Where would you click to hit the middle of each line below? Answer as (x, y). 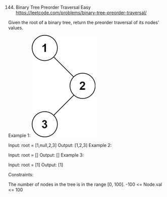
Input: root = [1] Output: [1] (36, 165)
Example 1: (19, 135)
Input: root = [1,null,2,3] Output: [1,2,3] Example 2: (60, 145)
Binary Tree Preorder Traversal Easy (53, 7)
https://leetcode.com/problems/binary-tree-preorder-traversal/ (81, 13)
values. (16, 28)
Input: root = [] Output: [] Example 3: (46, 155)
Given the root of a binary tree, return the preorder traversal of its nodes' (84, 22)
